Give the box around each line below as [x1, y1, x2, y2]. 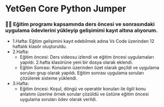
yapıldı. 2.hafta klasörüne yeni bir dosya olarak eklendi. [19, 59, 133, 65]
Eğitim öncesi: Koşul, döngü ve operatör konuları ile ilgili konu [19, 86, 146, 92]
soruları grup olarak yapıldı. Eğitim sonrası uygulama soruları [19, 70, 144, 76]
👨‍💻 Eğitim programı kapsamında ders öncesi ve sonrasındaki [5, 21, 155, 28]
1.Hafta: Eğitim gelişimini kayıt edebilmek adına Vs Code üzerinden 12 [12, 38, 155, 44]
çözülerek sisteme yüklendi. [19, 75, 77, 81]
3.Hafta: [12, 81, 29, 87]
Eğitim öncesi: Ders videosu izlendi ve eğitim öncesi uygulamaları [19, 54, 155, 60]
